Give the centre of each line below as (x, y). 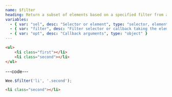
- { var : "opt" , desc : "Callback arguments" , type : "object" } (79, 34)
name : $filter (20, 10)
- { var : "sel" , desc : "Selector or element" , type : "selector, (80, 24)
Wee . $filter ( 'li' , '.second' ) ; (39, 81)
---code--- (17, 71)
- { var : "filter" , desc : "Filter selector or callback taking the (83, 29)
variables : (17, 19)
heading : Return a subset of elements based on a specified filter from (84, 15)
